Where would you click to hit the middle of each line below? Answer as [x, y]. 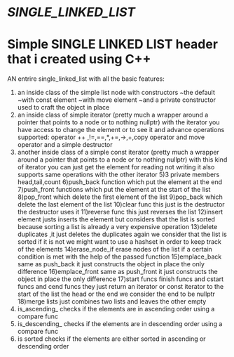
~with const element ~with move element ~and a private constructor [116, 100]
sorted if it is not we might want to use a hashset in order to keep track [119, 242]
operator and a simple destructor [65, 145]
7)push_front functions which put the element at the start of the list [114, 190]
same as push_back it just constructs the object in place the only [111, 264]
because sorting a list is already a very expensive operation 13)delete [117, 227]
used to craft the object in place [63, 108]
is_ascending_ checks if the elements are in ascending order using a [116, 309]
